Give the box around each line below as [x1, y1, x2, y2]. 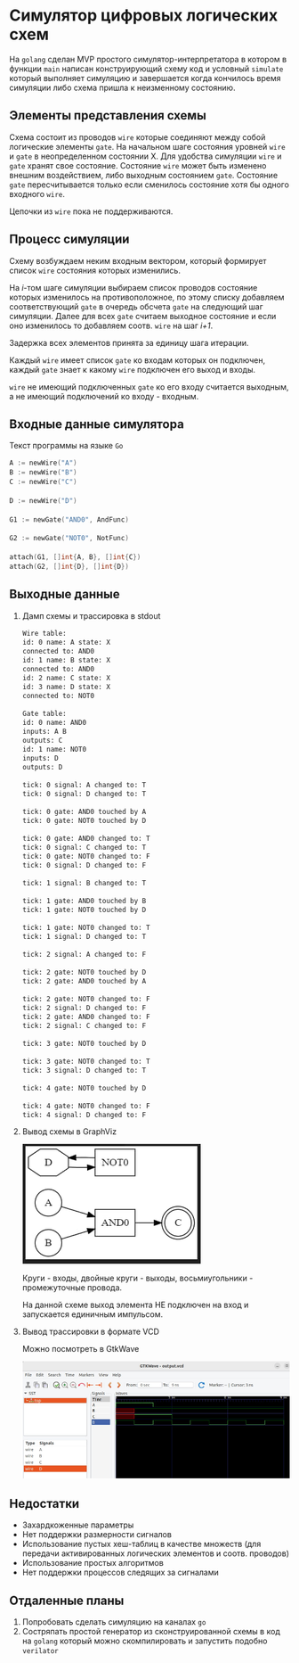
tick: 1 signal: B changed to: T [21, 878, 147, 887]
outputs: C [21, 736, 63, 745]
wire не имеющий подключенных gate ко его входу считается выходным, [9, 381, 289, 392]
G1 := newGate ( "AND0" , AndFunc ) [9, 515, 129, 524]
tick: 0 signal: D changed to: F [21, 860, 147, 869]
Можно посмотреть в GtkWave [21, 1343, 140, 1354]
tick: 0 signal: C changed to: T [21, 843, 147, 852]
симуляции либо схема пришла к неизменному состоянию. [9, 82, 236, 93]
